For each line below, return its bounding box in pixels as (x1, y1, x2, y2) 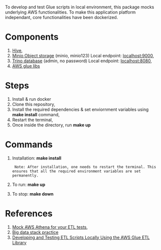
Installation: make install (12, 155, 62, 161)
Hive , (12, 47, 23, 53)
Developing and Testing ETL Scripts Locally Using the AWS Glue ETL (12, 234, 150, 240)
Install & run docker (12, 96, 51, 102)
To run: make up (12, 181, 45, 187)
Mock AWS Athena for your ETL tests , (12, 224, 88, 230)
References (5, 208, 53, 219)
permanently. (12, 173, 39, 178)
